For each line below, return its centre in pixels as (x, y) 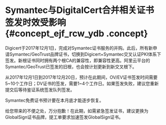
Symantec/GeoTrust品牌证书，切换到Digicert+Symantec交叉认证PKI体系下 (85, 54)
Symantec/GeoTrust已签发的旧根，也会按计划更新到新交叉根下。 (71, 66)
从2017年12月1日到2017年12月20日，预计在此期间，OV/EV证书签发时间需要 (81, 77)
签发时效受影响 (36, 23)
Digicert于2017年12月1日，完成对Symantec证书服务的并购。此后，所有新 (79, 48)
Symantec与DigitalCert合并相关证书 (80, 10)
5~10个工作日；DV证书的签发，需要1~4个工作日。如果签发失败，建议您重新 (82, 83)
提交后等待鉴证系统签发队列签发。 (40, 90)
